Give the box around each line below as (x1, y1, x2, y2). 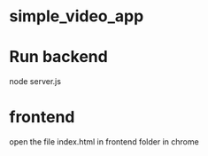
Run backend (9, 47, 108, 67)
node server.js (9, 76, 62, 87)
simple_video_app (9, 6, 144, 27)
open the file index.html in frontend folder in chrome (9, 136, 199, 147)
